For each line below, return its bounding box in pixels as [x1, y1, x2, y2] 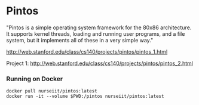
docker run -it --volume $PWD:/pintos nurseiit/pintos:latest [6, 94, 164, 100]
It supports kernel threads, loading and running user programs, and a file [6, 30, 185, 37]
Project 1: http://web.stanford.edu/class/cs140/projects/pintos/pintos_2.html [6, 60, 193, 67]
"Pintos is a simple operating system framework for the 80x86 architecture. [6, 24, 192, 31]
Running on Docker [6, 75, 63, 83]
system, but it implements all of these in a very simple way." [6, 36, 154, 44]
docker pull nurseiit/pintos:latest [6, 88, 97, 94]
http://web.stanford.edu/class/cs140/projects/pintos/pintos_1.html [6, 48, 168, 55]
